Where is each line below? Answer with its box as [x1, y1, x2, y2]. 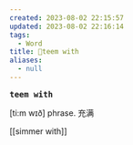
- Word [17, 38, 43, 48]
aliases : [9, 56, 43, 65]
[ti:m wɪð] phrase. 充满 [9, 107, 95, 119]
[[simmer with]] [9, 125, 67, 137]
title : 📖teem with [9, 47, 79, 57]
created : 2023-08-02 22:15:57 [9, 13, 125, 23]
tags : [9, 30, 30, 39]
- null [17, 65, 43, 74]
